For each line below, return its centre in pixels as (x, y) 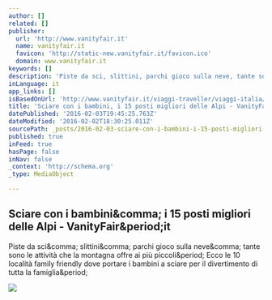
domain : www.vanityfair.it (61, 62)
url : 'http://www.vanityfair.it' (72, 39)
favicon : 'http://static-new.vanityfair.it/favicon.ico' (114, 54)
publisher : (27, 31)
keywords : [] (30, 69)
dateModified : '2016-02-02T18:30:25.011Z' (81, 122)
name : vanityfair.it (50, 46)
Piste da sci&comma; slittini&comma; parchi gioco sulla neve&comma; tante (134, 246)
